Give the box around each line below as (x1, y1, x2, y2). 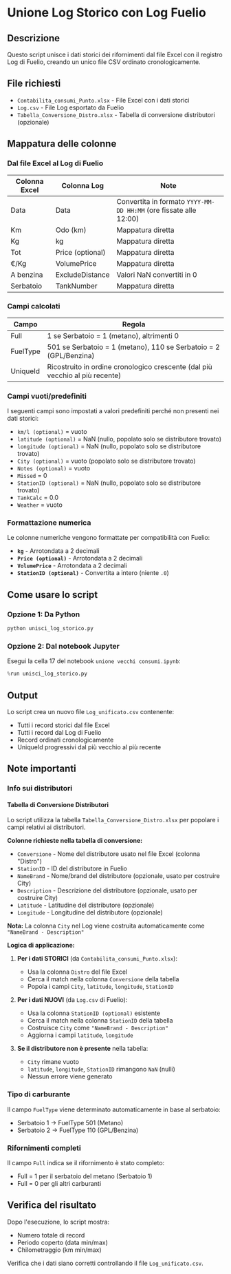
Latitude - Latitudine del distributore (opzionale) (16, 901, 155, 910)
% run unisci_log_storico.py (7, 670, 88, 678)
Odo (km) (55, 225, 87, 235)
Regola (122, 319, 146, 328)
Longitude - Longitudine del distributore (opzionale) (16, 908, 163, 917)
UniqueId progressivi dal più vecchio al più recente (16, 742, 162, 751)
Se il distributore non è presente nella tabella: (16, 1045, 148, 1053)
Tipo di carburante (7, 1089, 71, 1099)
